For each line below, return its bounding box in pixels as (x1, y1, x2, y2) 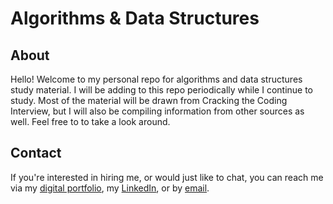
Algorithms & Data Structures (10, 7, 260, 30)
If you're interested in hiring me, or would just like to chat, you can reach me (10, 171, 324, 183)
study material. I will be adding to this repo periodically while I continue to (10, 84, 314, 96)
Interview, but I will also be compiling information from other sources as (10, 105, 305, 117)
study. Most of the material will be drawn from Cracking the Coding (10, 95, 288, 106)
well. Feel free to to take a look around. (10, 116, 171, 127)
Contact (10, 145, 62, 162)
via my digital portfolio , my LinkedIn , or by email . (10, 182, 210, 194)
